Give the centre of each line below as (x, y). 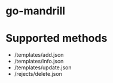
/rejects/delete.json (38, 74)
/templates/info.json (39, 62)
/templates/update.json (43, 67)
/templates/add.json (39, 55)
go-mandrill (36, 11)
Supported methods (56, 39)
